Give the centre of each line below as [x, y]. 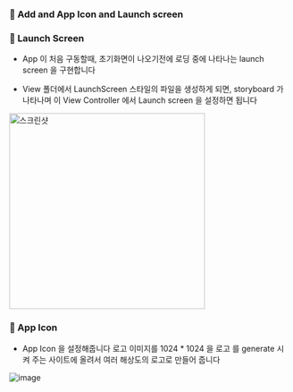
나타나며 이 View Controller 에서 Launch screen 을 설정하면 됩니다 [139, 100]
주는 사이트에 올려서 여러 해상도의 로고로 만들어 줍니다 [126, 359]
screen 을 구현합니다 [59, 70]
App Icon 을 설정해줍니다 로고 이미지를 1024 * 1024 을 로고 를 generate [148, 348]
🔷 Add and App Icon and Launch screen [96, 14]
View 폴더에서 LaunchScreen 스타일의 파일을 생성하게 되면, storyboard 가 [153, 89]
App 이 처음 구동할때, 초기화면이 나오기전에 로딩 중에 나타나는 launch [143, 59]
